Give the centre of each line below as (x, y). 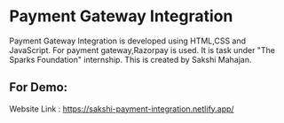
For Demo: (39, 87)
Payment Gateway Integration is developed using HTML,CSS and (128, 41)
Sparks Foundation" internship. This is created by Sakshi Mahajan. (130, 59)
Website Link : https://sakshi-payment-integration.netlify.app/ (122, 109)
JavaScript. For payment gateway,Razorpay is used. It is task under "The (142, 50)
